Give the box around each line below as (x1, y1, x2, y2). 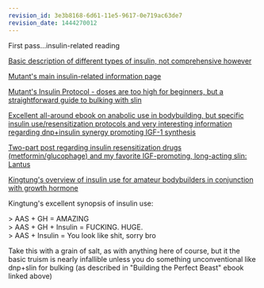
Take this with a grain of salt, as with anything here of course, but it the (8, 246, 240, 256)
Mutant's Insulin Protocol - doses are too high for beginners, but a (8, 86, 224, 96)
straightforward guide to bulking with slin (8, 95, 142, 104)
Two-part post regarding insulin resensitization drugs (8, 142, 182, 152)
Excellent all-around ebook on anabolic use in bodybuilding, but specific (8, 110, 244, 119)
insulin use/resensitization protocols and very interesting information (8, 119, 232, 128)
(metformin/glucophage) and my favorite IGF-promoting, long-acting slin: (8, 151, 247, 161)
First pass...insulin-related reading (8, 40, 121, 50)
